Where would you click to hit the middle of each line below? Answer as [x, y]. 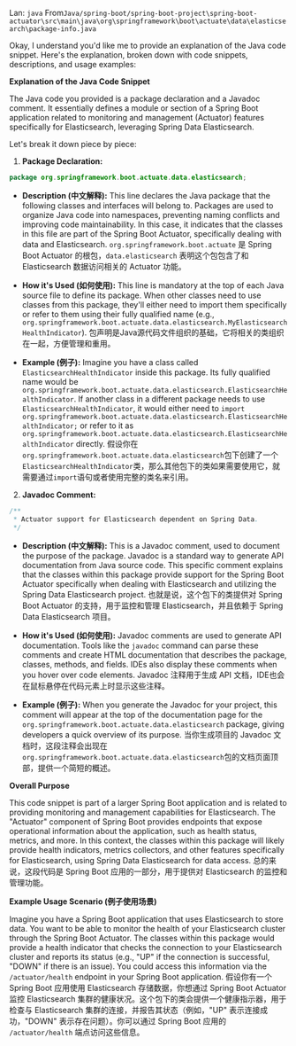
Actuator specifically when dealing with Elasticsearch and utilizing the [149, 583]
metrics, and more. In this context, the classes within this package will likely [147, 840]
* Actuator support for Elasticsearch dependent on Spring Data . [136, 519]
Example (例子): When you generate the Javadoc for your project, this [150, 705]
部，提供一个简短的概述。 [68, 768]
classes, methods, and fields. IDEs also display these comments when [149, 664]
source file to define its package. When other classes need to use [141, 295]
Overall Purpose [39, 785]
